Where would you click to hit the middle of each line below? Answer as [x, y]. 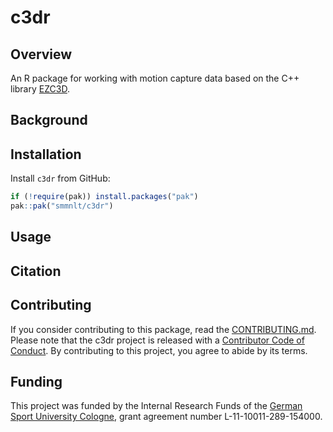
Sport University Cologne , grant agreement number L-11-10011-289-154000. [166, 417]
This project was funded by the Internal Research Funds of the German [156, 406]
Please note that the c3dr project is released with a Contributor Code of [157, 340]
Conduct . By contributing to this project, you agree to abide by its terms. [159, 350]
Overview [41, 54]
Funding [36, 381]
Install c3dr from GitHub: [60, 178]
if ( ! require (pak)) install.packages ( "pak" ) [104, 197]
